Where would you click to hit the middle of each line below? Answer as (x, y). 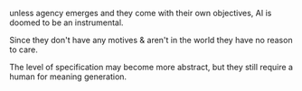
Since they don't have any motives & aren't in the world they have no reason (151, 40)
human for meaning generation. (68, 77)
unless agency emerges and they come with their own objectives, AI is (141, 13)
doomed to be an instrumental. (66, 23)
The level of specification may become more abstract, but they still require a (151, 67)
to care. (24, 50)
